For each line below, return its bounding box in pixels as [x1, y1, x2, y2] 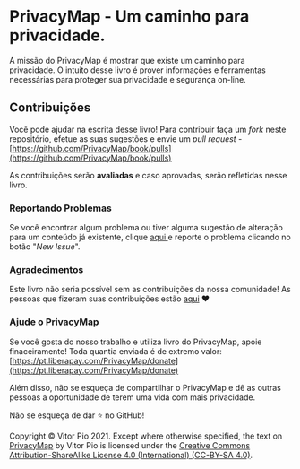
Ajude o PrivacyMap [9, 316, 99, 328]
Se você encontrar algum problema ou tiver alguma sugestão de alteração [9, 222, 284, 233]
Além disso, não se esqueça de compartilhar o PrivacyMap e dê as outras [9, 382, 282, 393]
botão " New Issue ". [9, 241, 81, 252]
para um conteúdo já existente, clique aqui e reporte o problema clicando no [9, 231, 291, 243]
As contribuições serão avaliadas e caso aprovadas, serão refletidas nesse [9, 169, 287, 180]
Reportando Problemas [9, 202, 112, 214]
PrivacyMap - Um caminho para [9, 6, 250, 27]
